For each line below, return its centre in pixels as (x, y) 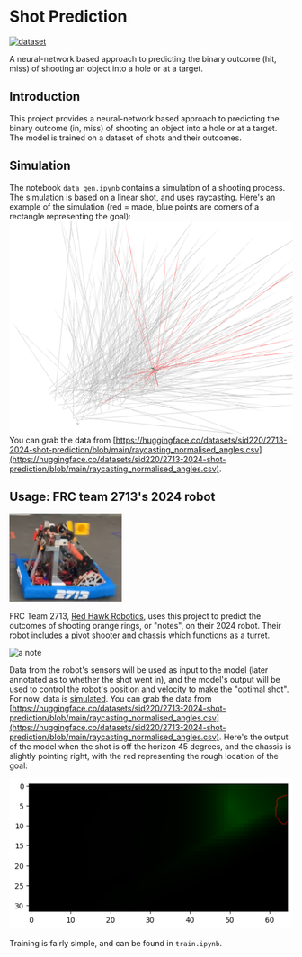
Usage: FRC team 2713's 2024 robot (112, 496)
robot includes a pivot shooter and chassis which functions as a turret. (140, 635)
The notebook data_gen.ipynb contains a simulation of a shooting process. (147, 187)
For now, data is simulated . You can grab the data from (111, 698)
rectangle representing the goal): (71, 216)
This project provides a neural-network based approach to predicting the (145, 118)
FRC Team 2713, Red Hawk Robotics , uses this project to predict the (135, 616)
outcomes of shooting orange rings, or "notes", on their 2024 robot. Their (145, 625)
